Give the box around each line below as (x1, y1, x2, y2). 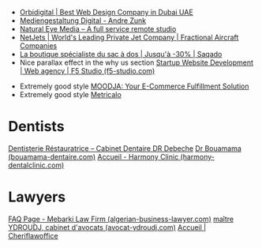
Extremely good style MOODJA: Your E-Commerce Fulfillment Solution (19, 81, 249, 91)
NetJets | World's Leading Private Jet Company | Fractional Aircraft (19, 32, 239, 42)
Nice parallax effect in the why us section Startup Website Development (19, 58, 254, 67)
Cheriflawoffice (8, 231, 58, 240)
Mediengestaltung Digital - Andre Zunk (19, 16, 147, 25)
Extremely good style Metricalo (19, 90, 122, 99)
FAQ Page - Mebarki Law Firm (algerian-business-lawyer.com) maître (8, 214, 234, 224)
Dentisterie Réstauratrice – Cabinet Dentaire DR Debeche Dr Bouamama (8, 143, 242, 153)
